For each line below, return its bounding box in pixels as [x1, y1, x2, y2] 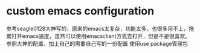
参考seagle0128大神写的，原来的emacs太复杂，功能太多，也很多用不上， [6, 25, 189, 32]
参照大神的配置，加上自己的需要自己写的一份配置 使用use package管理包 [6, 40, 189, 47]
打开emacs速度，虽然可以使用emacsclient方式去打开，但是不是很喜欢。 [11, 32, 191, 40]
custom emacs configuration [6, 4, 155, 18]
